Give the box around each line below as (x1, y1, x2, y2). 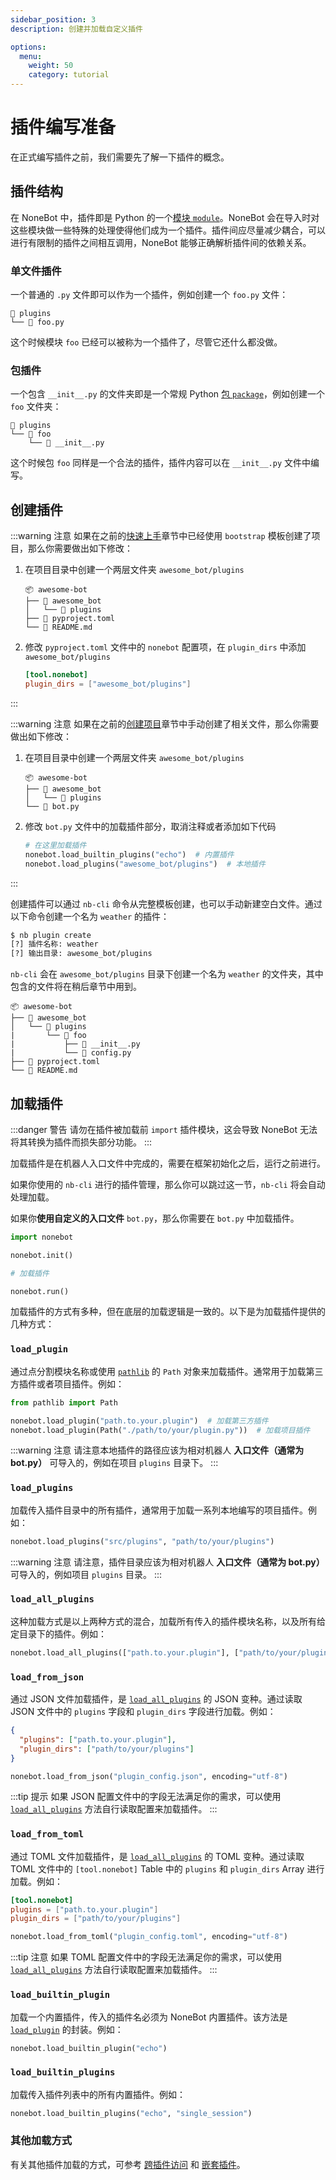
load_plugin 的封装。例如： (10, 2023, 124, 2035)
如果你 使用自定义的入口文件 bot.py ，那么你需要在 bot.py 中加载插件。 (10, 1212, 300, 1224)
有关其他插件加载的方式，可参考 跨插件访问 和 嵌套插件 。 (10, 2158, 246, 2170)
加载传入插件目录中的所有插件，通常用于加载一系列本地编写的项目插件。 (10, 1504, 308, 1516)
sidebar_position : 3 (10, 14, 97, 25)
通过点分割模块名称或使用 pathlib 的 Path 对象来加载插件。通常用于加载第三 (10, 1365, 324, 1377)
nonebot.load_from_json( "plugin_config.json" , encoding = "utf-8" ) (10, 1771, 288, 1781)
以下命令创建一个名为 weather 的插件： (10, 910, 170, 922)
